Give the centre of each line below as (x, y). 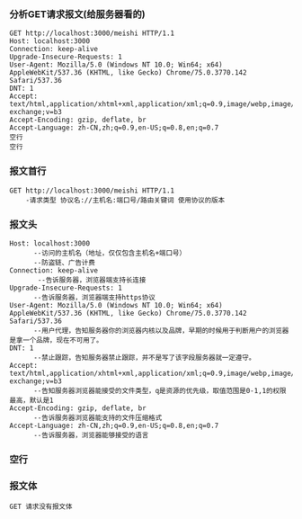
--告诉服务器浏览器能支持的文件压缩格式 (98, 417)
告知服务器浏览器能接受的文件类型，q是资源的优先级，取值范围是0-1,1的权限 (164, 390)
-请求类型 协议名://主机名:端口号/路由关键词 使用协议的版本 (125, 200)
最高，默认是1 (31, 400)
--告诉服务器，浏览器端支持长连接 (92, 280)
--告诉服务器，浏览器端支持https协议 (94, 297)
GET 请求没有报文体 (41, 507)
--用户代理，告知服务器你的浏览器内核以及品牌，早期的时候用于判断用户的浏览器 (161, 330)
